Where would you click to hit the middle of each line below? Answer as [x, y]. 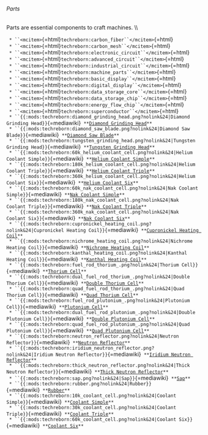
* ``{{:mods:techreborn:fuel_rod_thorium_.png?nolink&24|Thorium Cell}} [104, 265]
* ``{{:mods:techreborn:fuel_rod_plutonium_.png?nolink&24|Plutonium [99, 301]
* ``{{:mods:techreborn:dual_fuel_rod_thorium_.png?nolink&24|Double [99, 277]
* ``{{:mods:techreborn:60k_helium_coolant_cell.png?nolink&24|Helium [101, 153]
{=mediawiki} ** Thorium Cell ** [46, 271]
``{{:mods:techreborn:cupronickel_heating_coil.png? [83, 224]
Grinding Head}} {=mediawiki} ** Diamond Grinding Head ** [79, 123]
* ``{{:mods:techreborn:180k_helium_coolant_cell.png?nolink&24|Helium [102, 165]
